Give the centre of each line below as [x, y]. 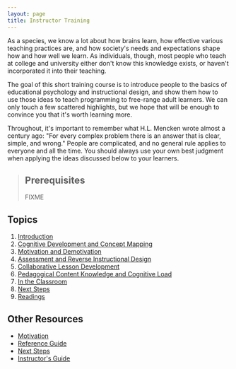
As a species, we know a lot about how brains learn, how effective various [115, 40]
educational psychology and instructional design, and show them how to [113, 92]
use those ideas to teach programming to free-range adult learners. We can [118, 99]
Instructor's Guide [44, 358]
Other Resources [45, 319]
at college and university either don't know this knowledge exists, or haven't [118, 63]
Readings [31, 297]
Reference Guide [42, 343]
